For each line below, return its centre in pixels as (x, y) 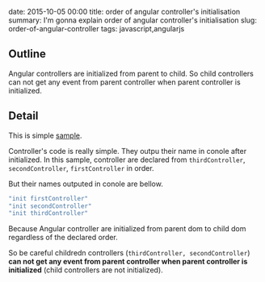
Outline (27, 54)
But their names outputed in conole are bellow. (86, 184)
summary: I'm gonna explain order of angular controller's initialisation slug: (132, 20)
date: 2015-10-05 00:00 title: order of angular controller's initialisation (124, 12)
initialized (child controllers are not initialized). (86, 270)
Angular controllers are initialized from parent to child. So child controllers (131, 73)
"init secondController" (50, 206)
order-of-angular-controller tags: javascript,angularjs (97, 29)
